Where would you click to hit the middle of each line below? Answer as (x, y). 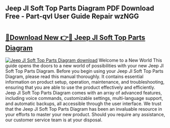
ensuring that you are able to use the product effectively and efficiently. (80, 87)
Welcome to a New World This (130, 60)
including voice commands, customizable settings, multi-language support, (84, 98)
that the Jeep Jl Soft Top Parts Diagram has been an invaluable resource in (84, 109)
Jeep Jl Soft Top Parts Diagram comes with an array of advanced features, (83, 93)
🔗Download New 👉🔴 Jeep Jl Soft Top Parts (75, 37)
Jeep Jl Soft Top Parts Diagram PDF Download (80, 8)
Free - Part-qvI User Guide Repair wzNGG (72, 17)
